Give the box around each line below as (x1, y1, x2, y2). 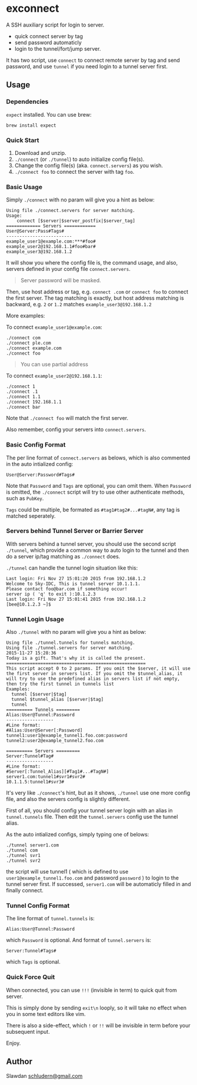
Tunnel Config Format (6, 902, 70, 910)
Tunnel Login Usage (6, 615, 65, 623)
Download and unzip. (14, 149, 66, 156)
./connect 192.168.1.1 (6, 399, 62, 405)
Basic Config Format (6, 441, 66, 449)
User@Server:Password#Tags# (6, 472, 75, 478)
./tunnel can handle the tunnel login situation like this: (6, 564, 138, 571)
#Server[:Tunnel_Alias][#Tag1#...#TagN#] (6, 769, 109, 775)
